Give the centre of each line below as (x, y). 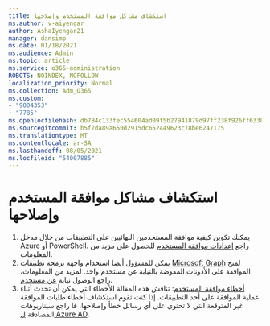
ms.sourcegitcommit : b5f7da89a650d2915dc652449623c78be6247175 (117, 128)
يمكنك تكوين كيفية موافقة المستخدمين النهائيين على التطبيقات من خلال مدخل (135, 237)
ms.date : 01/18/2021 (43, 46)
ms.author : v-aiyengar (46, 23)
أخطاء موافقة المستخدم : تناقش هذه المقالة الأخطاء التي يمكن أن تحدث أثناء (132, 289)
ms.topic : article (39, 61)
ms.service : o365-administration (64, 68)
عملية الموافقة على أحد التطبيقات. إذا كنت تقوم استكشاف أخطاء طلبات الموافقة (139, 297)
